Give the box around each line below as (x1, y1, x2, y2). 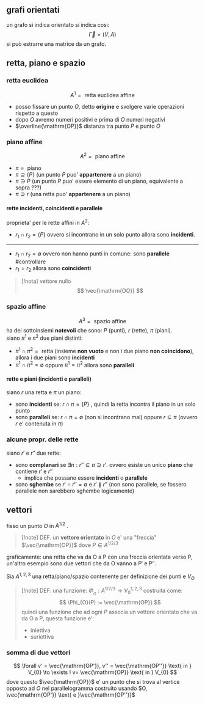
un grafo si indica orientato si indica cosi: (6, 21, 110, 28)
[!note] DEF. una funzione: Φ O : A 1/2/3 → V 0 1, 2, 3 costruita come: (21, 586, 183, 596)
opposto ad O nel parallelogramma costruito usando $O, (6, 684, 148, 692)
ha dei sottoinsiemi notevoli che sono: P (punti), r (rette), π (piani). (6, 327, 173, 334)
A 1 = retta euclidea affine (70, 90, 135, 98)
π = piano (15, 164, 41, 172)
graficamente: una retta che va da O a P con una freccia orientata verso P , (6, 553, 193, 560)
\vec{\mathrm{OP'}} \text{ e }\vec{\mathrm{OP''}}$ (6, 691, 135, 698)
